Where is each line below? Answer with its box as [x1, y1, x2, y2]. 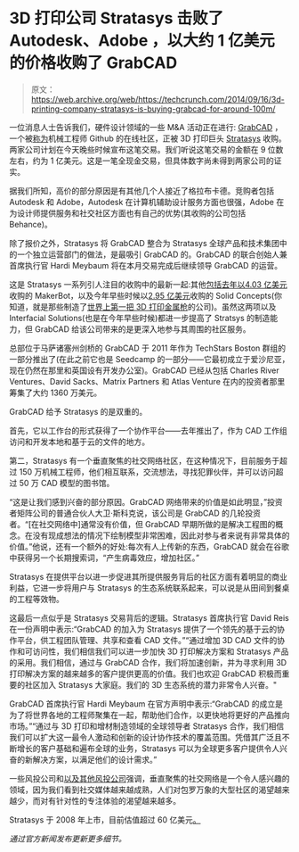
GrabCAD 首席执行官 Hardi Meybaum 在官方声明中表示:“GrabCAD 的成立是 [9, 698, 283, 709]
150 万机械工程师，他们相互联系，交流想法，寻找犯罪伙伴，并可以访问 [19, 466, 276, 477]
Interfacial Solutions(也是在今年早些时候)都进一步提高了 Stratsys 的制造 [9, 312, 271, 323]
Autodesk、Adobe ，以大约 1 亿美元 [9, 30, 276, 51]
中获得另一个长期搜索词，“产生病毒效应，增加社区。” [9, 552, 200, 563]
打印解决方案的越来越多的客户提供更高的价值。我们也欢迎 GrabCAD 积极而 [9, 668, 282, 679]
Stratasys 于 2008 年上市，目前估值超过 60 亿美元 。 [9, 814, 201, 825]
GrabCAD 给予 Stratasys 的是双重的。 [9, 406, 148, 417]
